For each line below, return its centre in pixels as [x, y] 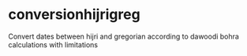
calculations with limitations [53, 44]
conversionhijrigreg [74, 15]
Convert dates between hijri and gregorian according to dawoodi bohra [123, 36]
